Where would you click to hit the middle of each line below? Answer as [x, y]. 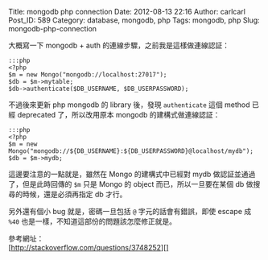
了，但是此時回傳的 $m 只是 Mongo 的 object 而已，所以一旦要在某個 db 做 [131, 184]
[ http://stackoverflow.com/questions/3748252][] [89, 248]
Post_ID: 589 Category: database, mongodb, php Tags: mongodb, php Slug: [134, 20]
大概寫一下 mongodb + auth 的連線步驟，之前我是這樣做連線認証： [119, 45]
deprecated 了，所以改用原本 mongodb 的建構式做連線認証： [119, 115]
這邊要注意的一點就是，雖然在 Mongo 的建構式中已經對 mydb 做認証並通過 [132, 174]
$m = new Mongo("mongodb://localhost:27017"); [88, 75]
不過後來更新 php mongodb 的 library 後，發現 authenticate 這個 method [129, 105]
